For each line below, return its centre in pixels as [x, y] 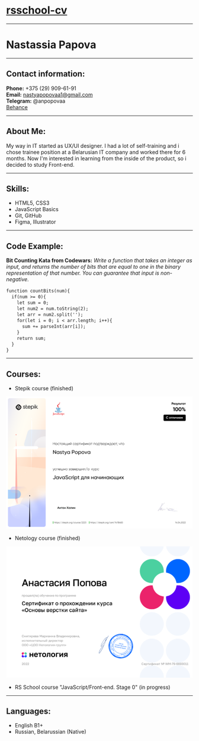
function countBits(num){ [38, 291]
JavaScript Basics [37, 209]
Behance [17, 107]
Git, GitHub [28, 216]
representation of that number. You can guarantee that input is [83, 273]
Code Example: [35, 246]
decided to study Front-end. [41, 164]
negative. [18, 279]
